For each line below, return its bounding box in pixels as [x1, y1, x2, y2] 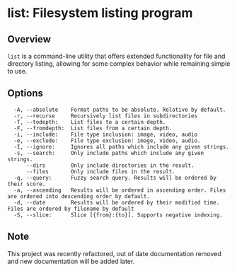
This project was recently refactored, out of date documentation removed [7, 249, 221, 258]
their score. [7, 180, 46, 188]
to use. [7, 67, 28, 75]
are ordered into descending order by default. [7, 192, 151, 200]
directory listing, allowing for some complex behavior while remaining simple [7, 59, 231, 68]
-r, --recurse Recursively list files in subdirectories [13, 112, 198, 120]
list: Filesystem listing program [7, 5, 193, 21]
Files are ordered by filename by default [7, 205, 134, 212]
